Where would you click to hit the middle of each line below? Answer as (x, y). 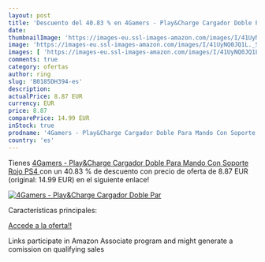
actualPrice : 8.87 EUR (45, 96)
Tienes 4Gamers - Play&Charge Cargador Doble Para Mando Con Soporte (129, 163)
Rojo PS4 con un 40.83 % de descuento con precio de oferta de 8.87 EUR (128, 171)
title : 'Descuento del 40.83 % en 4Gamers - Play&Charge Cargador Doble (130, 23)
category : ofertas (38, 67)
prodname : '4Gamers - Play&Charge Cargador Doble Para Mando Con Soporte (132, 133)
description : (30, 89)
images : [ (24, 52)
